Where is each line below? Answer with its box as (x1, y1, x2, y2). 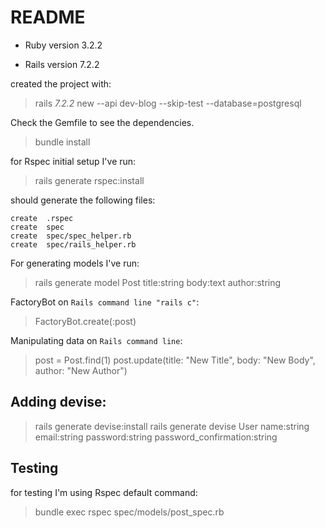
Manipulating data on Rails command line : (10, 334, 183, 346)
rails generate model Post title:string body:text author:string (34, 276, 282, 288)
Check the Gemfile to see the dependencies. (10, 116, 195, 128)
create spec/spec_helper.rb (10, 231, 132, 241)
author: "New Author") (34, 364, 128, 376)
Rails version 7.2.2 (24, 58, 100, 70)
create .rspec (10, 213, 74, 223)
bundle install (34, 136, 91, 148)
